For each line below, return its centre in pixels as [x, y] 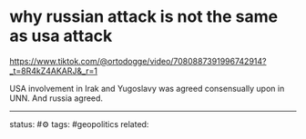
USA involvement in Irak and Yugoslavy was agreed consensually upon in [147, 88]
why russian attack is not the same [144, 17]
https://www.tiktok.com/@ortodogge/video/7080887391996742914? [138, 61]
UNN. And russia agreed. [56, 98]
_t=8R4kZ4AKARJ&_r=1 [54, 71]
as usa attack [61, 36]
